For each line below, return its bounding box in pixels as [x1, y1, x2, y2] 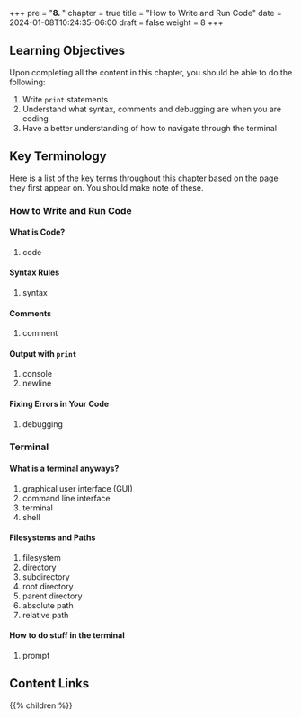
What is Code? [9, 226, 66, 237]
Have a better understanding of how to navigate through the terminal [22, 122, 277, 133]
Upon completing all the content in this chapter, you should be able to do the [9, 66, 293, 77]
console [22, 368, 52, 379]
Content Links [9, 676, 90, 691]
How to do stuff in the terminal [9, 630, 125, 641]
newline [22, 377, 52, 389]
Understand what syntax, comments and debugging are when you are [22, 103, 282, 114]
